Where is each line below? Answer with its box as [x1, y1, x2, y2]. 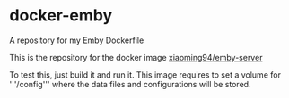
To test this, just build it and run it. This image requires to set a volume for [9, 69, 281, 80]
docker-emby [9, 5, 113, 26]
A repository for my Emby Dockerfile [9, 35, 144, 45]
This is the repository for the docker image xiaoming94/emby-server [9, 52, 263, 62]
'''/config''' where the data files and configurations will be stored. [9, 78, 251, 89]
